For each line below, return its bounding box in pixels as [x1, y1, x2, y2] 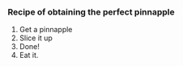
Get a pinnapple [19, 25, 73, 35]
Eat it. [19, 51, 39, 60]
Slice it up [19, 33, 53, 43]
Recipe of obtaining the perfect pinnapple [7, 6, 175, 18]
